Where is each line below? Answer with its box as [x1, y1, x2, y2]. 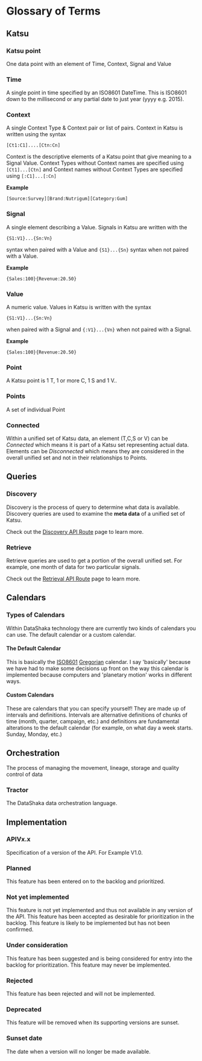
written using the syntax [6, 131, 66, 138]
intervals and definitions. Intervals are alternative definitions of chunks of [6, 711, 188, 718]
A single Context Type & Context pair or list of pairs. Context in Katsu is [6, 124, 183, 131]
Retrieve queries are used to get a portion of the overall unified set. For [6, 557, 183, 564]
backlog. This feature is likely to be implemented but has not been [6, 919, 171, 927]
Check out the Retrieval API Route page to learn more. [6, 575, 140, 582]
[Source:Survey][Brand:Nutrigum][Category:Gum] [6, 195, 128, 202]
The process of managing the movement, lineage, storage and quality [6, 764, 180, 771]
